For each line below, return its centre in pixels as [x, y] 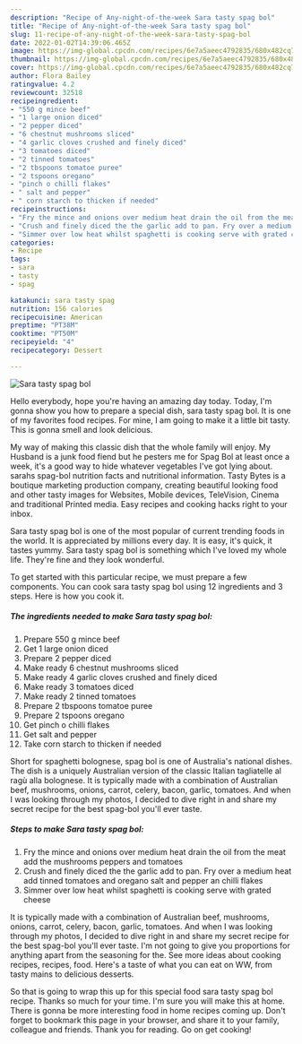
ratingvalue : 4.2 [43, 84]
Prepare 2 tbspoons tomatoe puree [88, 705]
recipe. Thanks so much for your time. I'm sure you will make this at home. [147, 1001]
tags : [20, 259]
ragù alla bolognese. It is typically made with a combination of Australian [144, 780]
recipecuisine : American [56, 317]
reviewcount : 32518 [47, 92]
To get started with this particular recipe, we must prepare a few [129, 577]
